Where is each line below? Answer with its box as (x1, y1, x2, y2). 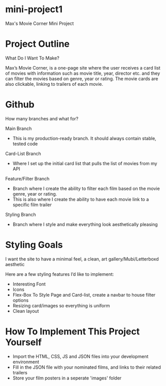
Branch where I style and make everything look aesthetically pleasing (12, 221, 158, 227)
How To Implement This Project (5, 326, 140, 337)
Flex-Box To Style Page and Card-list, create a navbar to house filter (12, 292, 156, 298)
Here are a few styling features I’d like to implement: (5, 271, 114, 277)
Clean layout (12, 308, 39, 314)
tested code (12, 141, 38, 147)
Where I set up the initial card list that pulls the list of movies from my (12, 160, 157, 166)
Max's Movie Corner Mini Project (5, 20, 74, 26)
